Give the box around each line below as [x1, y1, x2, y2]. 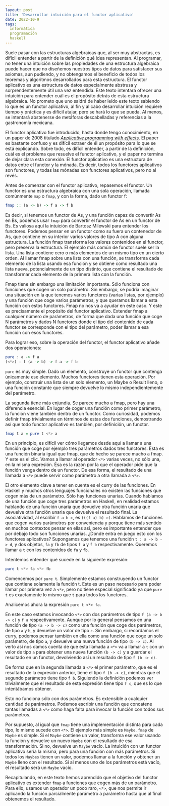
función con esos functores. [5, 329, 64, 335]
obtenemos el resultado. [5, 796, 56, 802]
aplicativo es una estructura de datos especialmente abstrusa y [5, 82, 137, 88]
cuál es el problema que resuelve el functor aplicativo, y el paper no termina [5, 150, 163, 157]
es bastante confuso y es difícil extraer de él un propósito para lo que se [5, 140, 156, 146]
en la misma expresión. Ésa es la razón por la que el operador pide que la [5, 462, 157, 468]
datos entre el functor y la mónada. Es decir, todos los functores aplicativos [5, 162, 162, 168]
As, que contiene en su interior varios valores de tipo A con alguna [5, 234, 144, 240]
